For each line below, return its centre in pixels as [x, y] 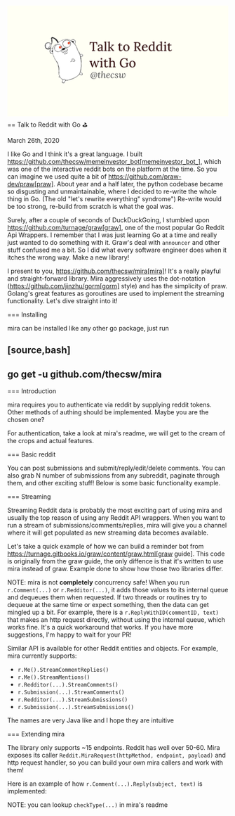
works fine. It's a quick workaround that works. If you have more [100, 627]
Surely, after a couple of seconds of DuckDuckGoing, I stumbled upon [108, 220]
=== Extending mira [36, 734]
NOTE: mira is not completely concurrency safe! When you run [99, 582]
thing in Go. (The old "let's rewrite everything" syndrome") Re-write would [115, 199]
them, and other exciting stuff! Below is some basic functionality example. [114, 483]
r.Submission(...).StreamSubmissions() [76, 708]
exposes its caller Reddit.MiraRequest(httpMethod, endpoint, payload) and [117, 756]
